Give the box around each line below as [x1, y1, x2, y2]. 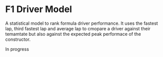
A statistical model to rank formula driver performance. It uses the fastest [5, 20, 158, 26]
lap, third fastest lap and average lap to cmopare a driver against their [5, 25, 151, 31]
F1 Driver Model [5, 4, 72, 15]
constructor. [5, 36, 31, 42]
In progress [5, 46, 29, 52]
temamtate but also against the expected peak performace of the [5, 31, 141, 37]
